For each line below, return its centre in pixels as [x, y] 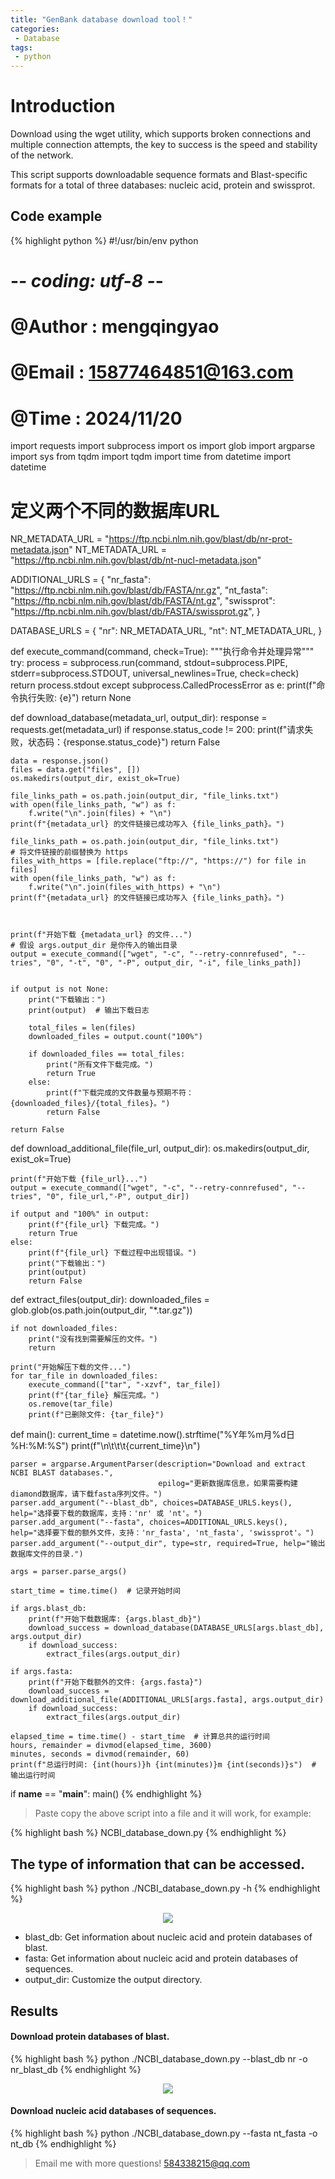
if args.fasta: [42, 1672]
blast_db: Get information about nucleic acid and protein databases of [168, 1937]
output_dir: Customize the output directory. [113, 1980]
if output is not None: [60, 989]
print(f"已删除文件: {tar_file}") [96, 1415]
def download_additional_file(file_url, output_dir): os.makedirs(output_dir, [160, 1148]
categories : [35, 29]
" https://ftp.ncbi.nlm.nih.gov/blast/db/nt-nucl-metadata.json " [136, 560]
